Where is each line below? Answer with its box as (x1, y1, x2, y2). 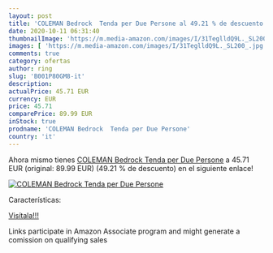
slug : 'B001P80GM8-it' (8, 72, 85, 80)
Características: (8, 195, 62, 204)
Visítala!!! (8, 210, 39, 220)
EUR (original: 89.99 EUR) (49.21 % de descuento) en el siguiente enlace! (8, 163, 253, 173)
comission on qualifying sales (8, 234, 108, 244)
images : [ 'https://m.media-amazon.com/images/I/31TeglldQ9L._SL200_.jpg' (8, 42, 267, 50)
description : (8, 79, 53, 88)
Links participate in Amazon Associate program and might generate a (8, 226, 240, 236)
